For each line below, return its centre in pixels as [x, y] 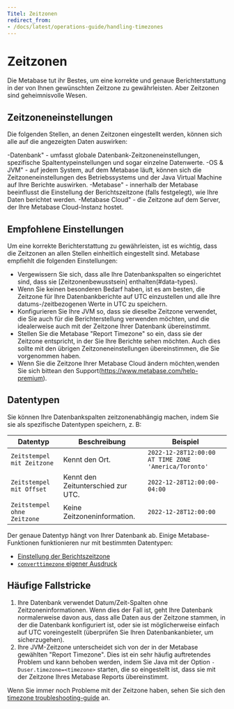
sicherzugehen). [41, 639]
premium [30, 378]
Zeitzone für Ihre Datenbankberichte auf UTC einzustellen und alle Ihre [119, 296]
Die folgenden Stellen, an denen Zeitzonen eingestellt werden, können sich [115, 134]
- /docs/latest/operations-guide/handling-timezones [85, 27]
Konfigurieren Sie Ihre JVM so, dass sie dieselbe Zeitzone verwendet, [117, 311]
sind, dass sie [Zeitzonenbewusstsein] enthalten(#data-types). [107, 282]
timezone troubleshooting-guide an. [58, 697]
